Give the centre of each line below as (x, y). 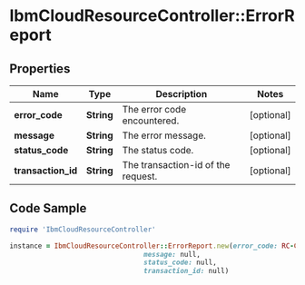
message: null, (172, 254)
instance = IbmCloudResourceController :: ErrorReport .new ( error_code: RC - (152, 246)
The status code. (158, 150)
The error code (154, 109)
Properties (40, 69)
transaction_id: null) (187, 271)
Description (182, 94)
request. (140, 176)
